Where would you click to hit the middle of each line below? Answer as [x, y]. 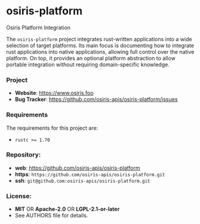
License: [19, 196]
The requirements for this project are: [52, 128]
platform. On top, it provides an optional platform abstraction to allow [91, 58]
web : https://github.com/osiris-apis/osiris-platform [77, 168]
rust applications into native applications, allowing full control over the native [100, 51]
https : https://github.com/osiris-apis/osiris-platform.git [90, 174]
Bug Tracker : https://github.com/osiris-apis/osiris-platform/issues [96, 99]
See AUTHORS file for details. [51, 216]
